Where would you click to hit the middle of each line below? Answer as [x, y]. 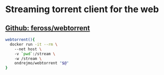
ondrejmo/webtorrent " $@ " [42, 63]
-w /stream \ [28, 59]
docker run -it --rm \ [34, 44]
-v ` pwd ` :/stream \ [35, 54]
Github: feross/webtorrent [48, 28]
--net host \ [28, 49]
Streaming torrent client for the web [82, 9]
